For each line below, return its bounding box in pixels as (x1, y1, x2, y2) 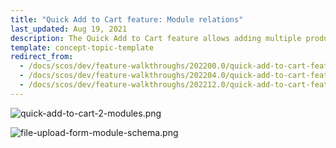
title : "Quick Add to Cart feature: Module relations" (10, 14, 244, 25)
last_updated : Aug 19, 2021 (10, 24, 128, 34)
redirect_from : (10, 52, 74, 62)
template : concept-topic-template (10, 42, 155, 53)
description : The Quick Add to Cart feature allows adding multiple (10, 33, 302, 43)
